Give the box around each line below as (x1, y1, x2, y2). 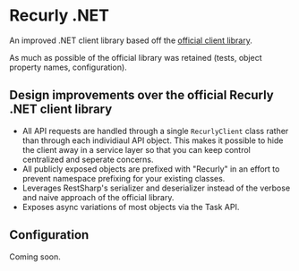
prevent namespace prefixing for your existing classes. (21, 173, 226, 183)
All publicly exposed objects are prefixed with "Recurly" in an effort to (21, 163, 280, 174)
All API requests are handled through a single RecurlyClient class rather (21, 125, 289, 136)
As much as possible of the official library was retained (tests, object (9, 52, 262, 63)
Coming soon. (9, 251, 61, 262)
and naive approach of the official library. (21, 191, 175, 202)
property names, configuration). (9, 62, 127, 72)
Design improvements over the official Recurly (9, 88, 275, 103)
